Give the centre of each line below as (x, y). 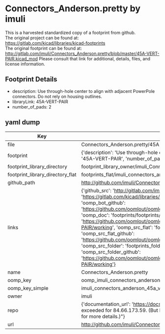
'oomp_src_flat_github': (108, 233)
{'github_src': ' (97, 191)
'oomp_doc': (95, 215)
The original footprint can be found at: (43, 48)
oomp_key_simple (28, 288)
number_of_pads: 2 (32, 107)
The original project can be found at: (42, 38)
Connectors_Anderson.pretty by (73, 9)
